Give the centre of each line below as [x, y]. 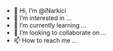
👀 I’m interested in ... [42, 18]
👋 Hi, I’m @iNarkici [40, 11]
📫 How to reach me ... [45, 40]
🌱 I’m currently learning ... [50, 25]
